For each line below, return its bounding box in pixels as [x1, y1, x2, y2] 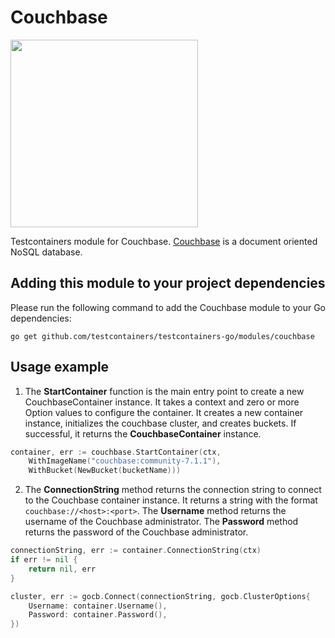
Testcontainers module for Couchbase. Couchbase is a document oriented [10, 235, 318, 247]
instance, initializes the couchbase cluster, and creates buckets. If [24, 417, 297, 429]
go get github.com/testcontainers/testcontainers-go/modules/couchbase [10, 331, 315, 341]
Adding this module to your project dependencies [10, 275, 326, 292]
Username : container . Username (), [28, 601, 168, 611]
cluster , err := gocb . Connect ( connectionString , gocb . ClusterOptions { [10, 591, 311, 601]
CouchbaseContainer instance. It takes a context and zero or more [24, 396, 300, 408]
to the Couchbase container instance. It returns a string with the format [24, 494, 318, 506]
